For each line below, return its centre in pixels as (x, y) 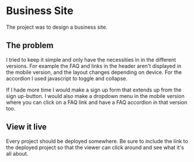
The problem (30, 45)
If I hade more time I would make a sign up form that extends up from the (94, 90)
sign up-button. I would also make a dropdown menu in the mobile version (96, 96)
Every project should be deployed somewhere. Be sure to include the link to (97, 141)
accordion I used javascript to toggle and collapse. (67, 78)
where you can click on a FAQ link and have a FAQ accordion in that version (97, 102)
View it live (26, 127)
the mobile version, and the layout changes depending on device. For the (94, 72)
